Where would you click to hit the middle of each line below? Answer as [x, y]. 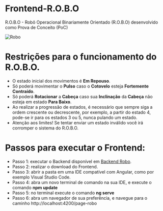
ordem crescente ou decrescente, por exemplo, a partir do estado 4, [81, 112]
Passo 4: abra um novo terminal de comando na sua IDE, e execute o [82, 182]
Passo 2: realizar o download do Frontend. [55, 166]
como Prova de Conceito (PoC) [37, 27]
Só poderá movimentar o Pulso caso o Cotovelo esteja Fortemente [80, 86]
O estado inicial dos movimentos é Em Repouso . [61, 81]
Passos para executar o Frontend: [75, 148]
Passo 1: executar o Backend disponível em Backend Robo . [72, 161]
